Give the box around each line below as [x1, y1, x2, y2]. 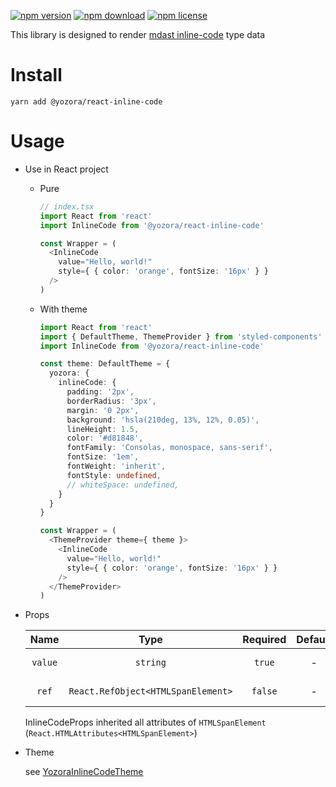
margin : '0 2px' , [66, 405, 140, 415]
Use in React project [24, 163, 109, 175]
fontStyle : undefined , [66, 470, 162, 480]
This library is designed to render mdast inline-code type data [10, 29, 266, 40]
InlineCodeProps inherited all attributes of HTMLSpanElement [24, 716, 267, 729]
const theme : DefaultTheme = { [39, 359, 171, 369]
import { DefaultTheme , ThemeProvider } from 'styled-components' [39, 331, 323, 342]
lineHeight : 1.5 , [66, 424, 140, 434]
